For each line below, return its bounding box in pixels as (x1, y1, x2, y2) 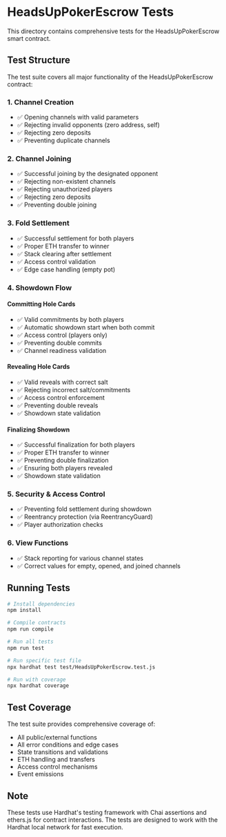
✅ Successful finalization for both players (17, 441, 136, 449)
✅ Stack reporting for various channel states (17, 554, 144, 562)
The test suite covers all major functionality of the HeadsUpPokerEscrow (7, 73, 214, 81)
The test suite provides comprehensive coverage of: (7, 720, 156, 729)
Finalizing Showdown (7, 425, 70, 434)
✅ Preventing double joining (17, 201, 97, 209)
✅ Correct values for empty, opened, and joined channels (17, 561, 181, 570)
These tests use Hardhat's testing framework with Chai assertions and (7, 808, 207, 816)
